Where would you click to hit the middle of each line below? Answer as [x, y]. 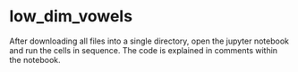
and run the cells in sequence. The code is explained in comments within [144, 50]
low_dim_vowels [71, 16]
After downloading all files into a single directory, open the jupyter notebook [149, 41]
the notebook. [35, 60]
